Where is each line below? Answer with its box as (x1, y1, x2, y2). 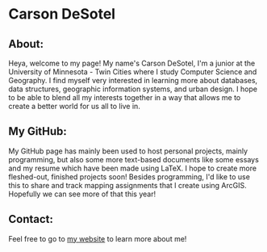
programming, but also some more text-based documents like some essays (8, 154, 260, 164)
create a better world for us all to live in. (8, 102, 141, 111)
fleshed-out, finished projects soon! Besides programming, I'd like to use (8, 171, 250, 182)
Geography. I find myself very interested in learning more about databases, (8, 76, 258, 85)
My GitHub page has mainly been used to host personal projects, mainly (8, 146, 248, 156)
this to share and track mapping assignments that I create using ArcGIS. (8, 180, 248, 190)
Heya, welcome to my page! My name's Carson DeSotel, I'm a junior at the (8, 58, 256, 68)
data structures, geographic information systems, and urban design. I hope (8, 84, 258, 94)
